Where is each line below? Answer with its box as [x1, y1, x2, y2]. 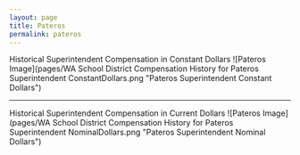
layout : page [9, 12, 58, 22]
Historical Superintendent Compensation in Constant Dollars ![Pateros [9, 54, 266, 65]
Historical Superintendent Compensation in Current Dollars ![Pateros [9, 108, 262, 118]
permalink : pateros [9, 29, 82, 38]
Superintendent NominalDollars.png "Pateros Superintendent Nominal [9, 126, 266, 138]
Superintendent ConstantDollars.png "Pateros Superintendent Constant [9, 73, 272, 84]
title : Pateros [9, 21, 66, 30]
